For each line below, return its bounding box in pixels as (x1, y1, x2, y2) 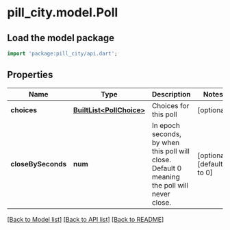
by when (151, 138, 180, 147)
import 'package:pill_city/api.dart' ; (7, 50, 118, 57)
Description (151, 89, 191, 99)
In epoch (151, 120, 180, 130)
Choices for (151, 101, 190, 110)
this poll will (151, 146, 190, 155)
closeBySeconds (10, 159, 67, 168)
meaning (151, 172, 180, 181)
